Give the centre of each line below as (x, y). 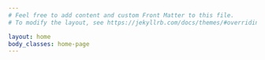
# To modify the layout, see (56, 23)
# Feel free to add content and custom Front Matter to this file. (121, 15)
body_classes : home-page (49, 44)
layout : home (30, 37)
